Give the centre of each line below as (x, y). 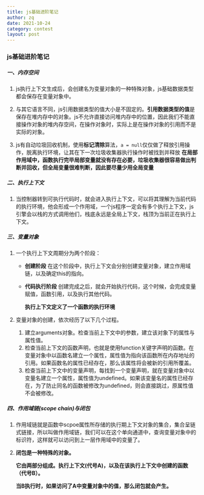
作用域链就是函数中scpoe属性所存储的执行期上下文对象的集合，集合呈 (103, 424)
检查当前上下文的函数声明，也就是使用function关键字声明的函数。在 (109, 347)
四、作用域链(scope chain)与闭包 (48, 408)
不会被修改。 (41, 393)
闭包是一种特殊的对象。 (45, 453)
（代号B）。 (30, 473)
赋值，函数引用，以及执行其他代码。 (70, 294)
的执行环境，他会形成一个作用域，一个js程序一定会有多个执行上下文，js (105, 206)
